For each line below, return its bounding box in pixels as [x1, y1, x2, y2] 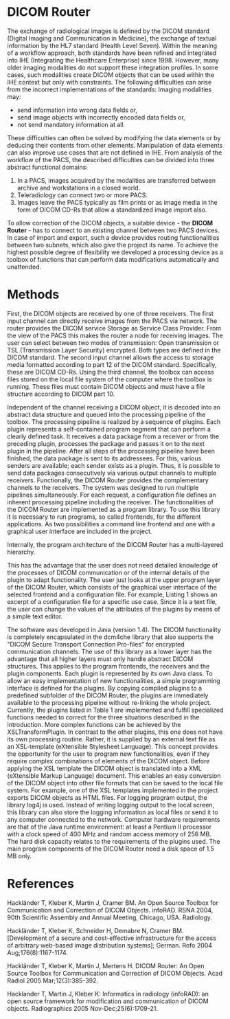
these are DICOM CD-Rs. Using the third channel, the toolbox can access [7, 368, 214, 376]
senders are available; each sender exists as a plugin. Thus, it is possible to [7, 461, 220, 469]
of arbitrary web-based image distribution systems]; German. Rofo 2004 [7, 941, 213, 949]
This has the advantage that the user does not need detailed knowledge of [7, 561, 218, 569]
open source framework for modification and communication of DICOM [7, 997, 209, 1005]
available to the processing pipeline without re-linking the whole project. [7, 698, 211, 706]
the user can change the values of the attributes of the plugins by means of [7, 605, 221, 613]
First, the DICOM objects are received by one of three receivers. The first [7, 309, 214, 317]
